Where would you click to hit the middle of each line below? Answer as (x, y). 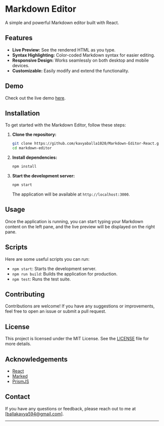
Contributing (25, 294)
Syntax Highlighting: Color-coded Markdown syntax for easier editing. (83, 55)
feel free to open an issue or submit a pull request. (56, 311)
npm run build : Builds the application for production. (65, 274)
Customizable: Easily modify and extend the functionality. (71, 71)
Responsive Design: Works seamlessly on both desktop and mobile (80, 60)
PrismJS (20, 381)
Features (19, 38)
